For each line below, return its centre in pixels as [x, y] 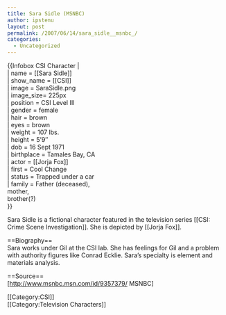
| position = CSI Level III [41, 103]
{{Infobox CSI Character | [43, 66]
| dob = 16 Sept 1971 [36, 147]
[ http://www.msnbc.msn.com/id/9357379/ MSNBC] [80, 283]
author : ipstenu [31, 20]
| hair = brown [27, 118]
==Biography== [30, 240]
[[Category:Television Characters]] [56, 304]
